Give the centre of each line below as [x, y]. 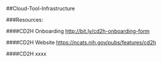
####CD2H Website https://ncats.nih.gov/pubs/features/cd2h [81, 42]
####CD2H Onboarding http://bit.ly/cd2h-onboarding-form [78, 31]
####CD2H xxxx [27, 54]
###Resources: [25, 20]
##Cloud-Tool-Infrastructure [41, 8]
